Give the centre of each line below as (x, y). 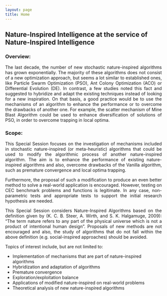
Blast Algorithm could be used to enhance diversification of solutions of (83, 115)
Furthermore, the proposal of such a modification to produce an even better (83, 180)
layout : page (19, 10)
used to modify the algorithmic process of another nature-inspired (83, 154)
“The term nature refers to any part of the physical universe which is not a (83, 221)
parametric (16, 196)
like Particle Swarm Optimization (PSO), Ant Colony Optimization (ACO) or (83, 83)
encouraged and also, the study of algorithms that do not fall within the (83, 232)
